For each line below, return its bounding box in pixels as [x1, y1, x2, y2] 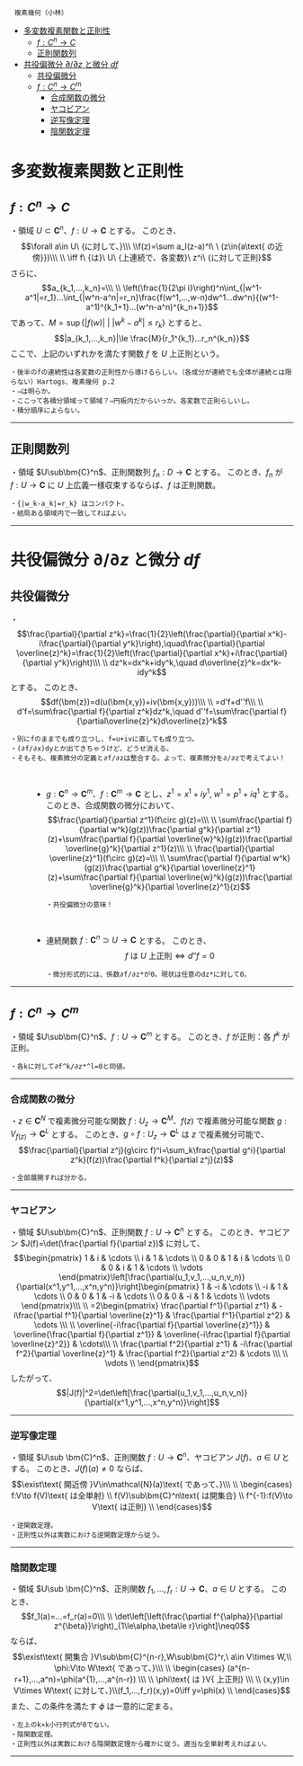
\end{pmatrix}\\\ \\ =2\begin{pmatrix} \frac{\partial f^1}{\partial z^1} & [21, 1300, 277, 1310]
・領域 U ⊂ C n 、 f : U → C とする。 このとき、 [10, 224, 182, 235]
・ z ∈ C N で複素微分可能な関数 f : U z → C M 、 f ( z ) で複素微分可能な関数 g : [10, 1114, 287, 1128]
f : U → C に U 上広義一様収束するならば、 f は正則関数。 [10, 480, 221, 491]
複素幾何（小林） [13, 8, 68, 17]
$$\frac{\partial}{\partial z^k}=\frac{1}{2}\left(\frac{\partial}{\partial [16, 628, 266, 640]
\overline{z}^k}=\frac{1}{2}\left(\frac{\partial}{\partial [15, 648, 213, 659]
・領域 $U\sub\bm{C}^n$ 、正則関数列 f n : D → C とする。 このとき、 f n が [10, 466, 284, 480]
